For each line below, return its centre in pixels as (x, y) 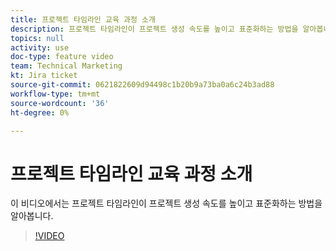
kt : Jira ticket (44, 76)
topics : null (37, 38)
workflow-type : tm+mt (55, 94)
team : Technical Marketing (66, 66)
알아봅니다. (32, 216)
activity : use (40, 47)
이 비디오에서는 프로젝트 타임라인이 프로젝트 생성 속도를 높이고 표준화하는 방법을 (166, 203)
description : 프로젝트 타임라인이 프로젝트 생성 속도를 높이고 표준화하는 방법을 (154, 29)
